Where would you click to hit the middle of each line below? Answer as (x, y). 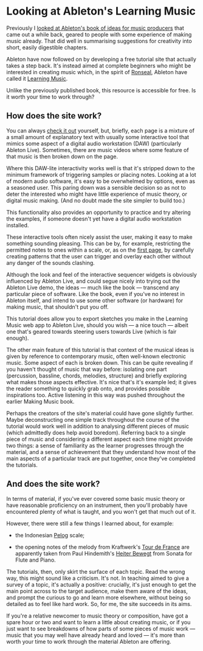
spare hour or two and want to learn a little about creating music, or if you (98, 622)
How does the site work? (54, 116)
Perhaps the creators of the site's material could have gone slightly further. (100, 413)
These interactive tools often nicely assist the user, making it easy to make (99, 237)
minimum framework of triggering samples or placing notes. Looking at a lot (101, 174)
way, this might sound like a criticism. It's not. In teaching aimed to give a (98, 578)
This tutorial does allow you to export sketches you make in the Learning (97, 319)
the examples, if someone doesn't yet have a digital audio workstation (94, 219)
